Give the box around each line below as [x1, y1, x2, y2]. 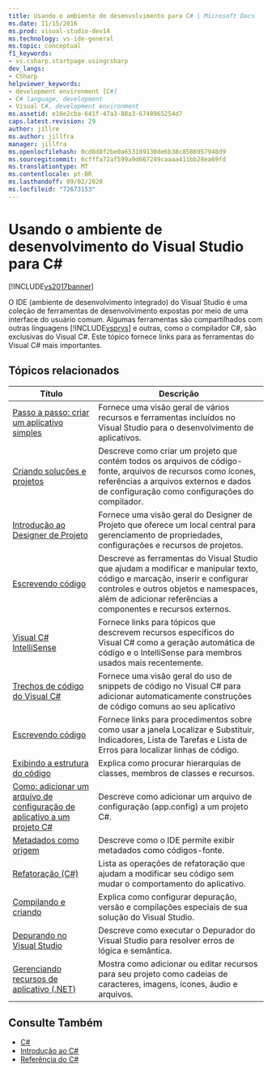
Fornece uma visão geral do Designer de [98, 508, 253, 520]
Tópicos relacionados [8, 364, 120, 378]
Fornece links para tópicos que [98, 616, 216, 628]
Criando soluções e [12, 465, 87, 477]
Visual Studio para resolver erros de [98, 934, 235, 946]
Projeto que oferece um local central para [98, 519, 257, 530]
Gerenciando [12, 963, 62, 974]
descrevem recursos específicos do [98, 626, 235, 637]
